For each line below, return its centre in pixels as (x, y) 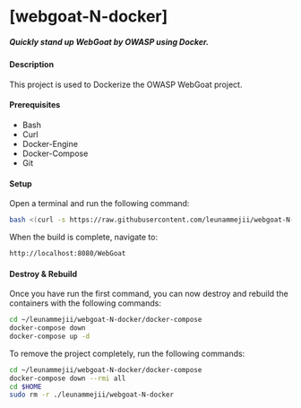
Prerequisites (35, 105)
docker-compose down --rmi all (68, 378)
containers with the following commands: (85, 303)
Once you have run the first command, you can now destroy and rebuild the (149, 294)
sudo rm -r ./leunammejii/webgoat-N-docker (92, 395)
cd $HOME (26, 386)
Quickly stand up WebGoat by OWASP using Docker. (109, 41)
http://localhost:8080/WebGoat (68, 254)
